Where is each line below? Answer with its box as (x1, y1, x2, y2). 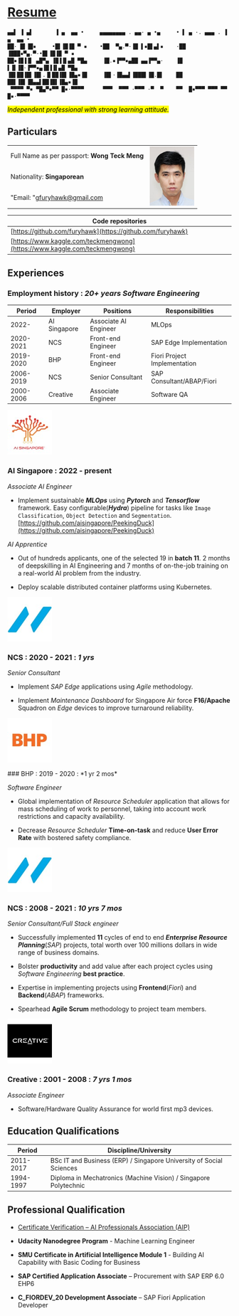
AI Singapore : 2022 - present (7, 466, 112, 476)
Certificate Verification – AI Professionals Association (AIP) (17, 1223, 191, 1231)
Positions (102, 307, 132, 315)
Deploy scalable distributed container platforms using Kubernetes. (17, 583, 212, 591)
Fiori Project (150, 351, 186, 360)
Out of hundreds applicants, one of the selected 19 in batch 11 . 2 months (17, 553, 230, 562)
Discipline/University (107, 1146, 172, 1155)
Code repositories (92, 216, 147, 225)
